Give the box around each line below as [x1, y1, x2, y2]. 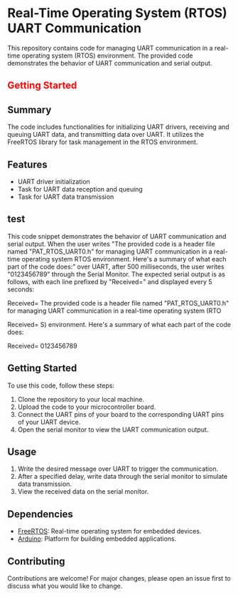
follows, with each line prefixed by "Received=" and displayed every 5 [7, 277, 212, 286]
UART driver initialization [17, 177, 90, 186]
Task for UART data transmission [17, 192, 114, 201]
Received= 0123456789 [7, 341, 77, 350]
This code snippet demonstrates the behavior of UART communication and [7, 232, 227, 240]
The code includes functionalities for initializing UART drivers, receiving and [7, 123, 229, 131]
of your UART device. [17, 417, 81, 426]
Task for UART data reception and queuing [17, 185, 144, 193]
